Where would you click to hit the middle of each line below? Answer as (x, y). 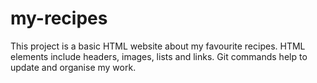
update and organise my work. (73, 67)
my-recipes (59, 18)
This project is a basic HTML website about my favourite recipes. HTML (158, 46)
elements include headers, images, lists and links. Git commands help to (159, 56)
